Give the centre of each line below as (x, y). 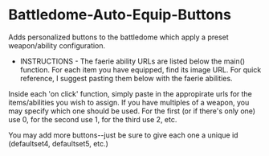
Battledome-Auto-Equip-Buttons (120, 15)
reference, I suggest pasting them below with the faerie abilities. (126, 78)
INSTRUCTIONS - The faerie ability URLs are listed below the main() (132, 61)
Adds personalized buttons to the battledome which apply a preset (118, 37)
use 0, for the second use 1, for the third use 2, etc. (93, 119)
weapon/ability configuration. (57, 45)
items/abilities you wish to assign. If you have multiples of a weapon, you (129, 102)
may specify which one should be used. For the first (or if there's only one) (132, 111)
